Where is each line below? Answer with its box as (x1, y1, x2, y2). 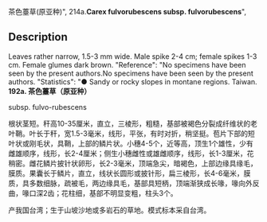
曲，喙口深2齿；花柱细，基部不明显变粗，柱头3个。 (8, 188, 178, 197)
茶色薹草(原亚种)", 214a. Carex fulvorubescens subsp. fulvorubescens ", (8, 7, 247, 16)
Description (8, 30, 68, 44)
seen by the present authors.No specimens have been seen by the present (8, 68, 253, 78)
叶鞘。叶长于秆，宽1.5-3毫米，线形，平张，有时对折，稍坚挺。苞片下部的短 (8, 128, 255, 138)
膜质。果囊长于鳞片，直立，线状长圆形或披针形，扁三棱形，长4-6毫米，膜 (8, 168, 251, 177)
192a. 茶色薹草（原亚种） (8, 86, 92, 95)
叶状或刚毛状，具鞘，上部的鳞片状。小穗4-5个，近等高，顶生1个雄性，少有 (8, 138, 253, 148)
